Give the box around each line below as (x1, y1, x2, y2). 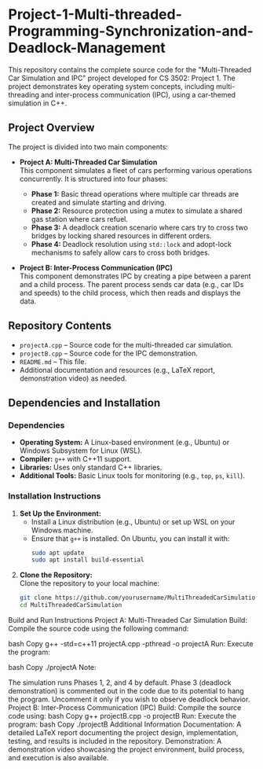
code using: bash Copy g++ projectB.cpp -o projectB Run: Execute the (8, 712, 237, 721)
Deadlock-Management (8, 39, 166, 57)
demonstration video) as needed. (19, 373, 127, 383)
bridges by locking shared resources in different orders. (31, 230, 212, 241)
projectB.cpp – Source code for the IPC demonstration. (19, 348, 199, 358)
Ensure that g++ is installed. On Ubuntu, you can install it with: (31, 533, 230, 543)
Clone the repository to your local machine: (19, 579, 159, 588)
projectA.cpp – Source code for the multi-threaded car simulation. (19, 340, 234, 349)
